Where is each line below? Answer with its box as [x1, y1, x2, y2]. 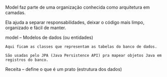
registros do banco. [5, 57, 49, 62]
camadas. [5, 10, 26, 16]
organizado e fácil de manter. [5, 25, 66, 31]
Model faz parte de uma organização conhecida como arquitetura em [5, 5, 150, 10]
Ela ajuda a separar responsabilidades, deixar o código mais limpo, [5, 20, 145, 25]
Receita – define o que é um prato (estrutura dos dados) [5, 66, 122, 72]
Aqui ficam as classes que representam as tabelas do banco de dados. [5, 44, 157, 49]
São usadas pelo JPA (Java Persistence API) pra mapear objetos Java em [5, 53, 162, 58]
